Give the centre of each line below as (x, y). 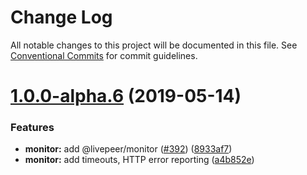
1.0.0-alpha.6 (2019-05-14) (126, 96)
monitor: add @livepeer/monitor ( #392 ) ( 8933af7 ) (128, 149)
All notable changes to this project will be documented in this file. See (154, 45)
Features (32, 128)
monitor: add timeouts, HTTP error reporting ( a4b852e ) (139, 160)
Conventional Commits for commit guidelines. (104, 55)
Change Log (61, 17)
